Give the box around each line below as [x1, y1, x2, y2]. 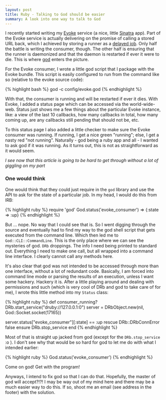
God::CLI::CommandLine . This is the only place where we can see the [5, 237, 144, 243]
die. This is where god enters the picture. [5, 57, 89, 63]
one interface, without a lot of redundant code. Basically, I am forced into [5, 268, 154, 274]
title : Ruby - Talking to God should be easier [5, 12, 106, 17]
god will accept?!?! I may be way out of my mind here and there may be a [5, 379, 155, 385]
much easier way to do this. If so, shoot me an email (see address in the [5, 384, 152, 390]
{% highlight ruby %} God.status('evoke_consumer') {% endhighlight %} [5, 354, 153, 360]
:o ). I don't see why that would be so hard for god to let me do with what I [5, 339, 156, 345]
